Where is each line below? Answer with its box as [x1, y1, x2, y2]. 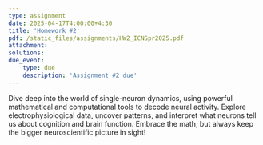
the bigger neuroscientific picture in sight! [8, 127, 146, 137]
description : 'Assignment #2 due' [22, 71, 137, 79]
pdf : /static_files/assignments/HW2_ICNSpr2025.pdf [8, 34, 184, 42]
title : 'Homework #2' [8, 26, 81, 34]
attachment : [8, 42, 48, 50]
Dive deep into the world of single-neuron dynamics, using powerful [8, 93, 233, 103]
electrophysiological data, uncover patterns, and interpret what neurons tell [8, 110, 257, 120]
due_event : [8, 57, 45, 65]
